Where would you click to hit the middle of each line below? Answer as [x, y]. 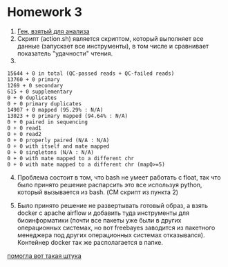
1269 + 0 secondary [35, 85]
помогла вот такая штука [44, 256]
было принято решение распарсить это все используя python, [110, 184]
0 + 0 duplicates [32, 98]
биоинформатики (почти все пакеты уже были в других [99, 220]
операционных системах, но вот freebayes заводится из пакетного [116, 227]
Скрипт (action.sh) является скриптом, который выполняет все [110, 38]
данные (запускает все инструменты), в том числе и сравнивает [113, 46]
